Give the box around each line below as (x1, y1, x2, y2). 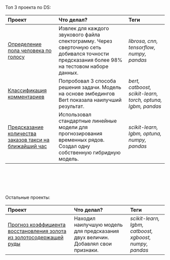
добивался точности (58, 50, 109, 57)
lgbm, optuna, (128, 130, 162, 137)
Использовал (58, 111, 92, 118)
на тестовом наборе (58, 63, 109, 70)
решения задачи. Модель (58, 84, 121, 91)
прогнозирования (58, 130, 103, 137)
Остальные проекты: (5, 195, 51, 200)
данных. (58, 69, 79, 76)
